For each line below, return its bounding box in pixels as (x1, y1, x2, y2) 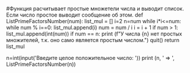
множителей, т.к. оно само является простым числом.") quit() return (6, 37, 180, 43)
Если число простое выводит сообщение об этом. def (6, 11, 144, 18)
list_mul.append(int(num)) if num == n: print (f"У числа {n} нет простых (6, 30, 182, 37)
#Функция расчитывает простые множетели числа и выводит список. (6, 5, 184, 12)
